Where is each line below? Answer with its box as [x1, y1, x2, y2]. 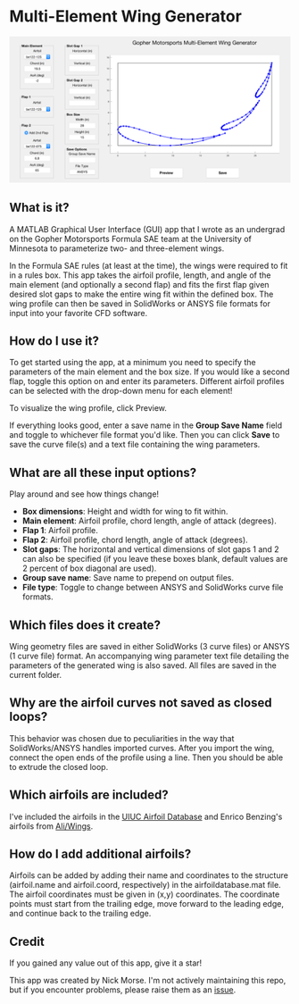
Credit [9, 933, 45, 949]
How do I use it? [9, 333, 100, 348]
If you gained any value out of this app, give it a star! [9, 958, 203, 968]
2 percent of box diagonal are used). [21, 563, 157, 573]
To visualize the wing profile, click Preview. [9, 403, 168, 414]
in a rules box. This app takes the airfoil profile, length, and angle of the [9, 270, 271, 280]
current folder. [9, 670, 62, 681]
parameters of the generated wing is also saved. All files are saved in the [9, 660, 277, 671]
